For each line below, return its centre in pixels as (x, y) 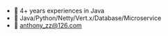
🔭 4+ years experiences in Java (59, 11)
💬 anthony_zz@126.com (48, 25)
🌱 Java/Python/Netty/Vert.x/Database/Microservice (87, 18)
